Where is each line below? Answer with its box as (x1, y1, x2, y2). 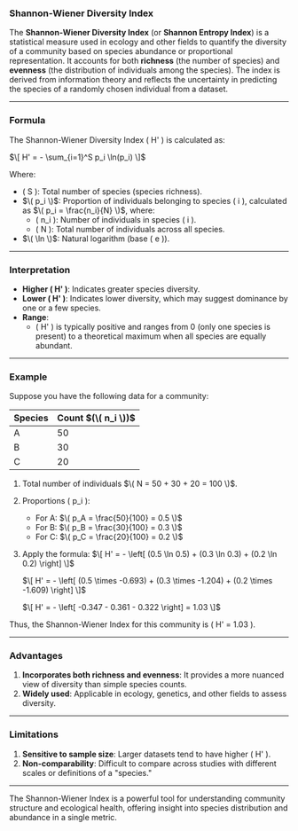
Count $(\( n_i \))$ (57, 412, 136, 424)
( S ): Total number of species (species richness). (21, 185, 202, 197)
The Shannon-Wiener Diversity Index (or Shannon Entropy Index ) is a (9, 27, 270, 38)
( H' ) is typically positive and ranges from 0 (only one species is (35, 321, 271, 332)
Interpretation (9, 263, 71, 276)
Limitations (9, 728, 59, 741)
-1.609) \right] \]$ (21, 584, 87, 596)
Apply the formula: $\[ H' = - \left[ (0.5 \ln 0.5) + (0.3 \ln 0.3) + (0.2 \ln (21, 549, 278, 560)
